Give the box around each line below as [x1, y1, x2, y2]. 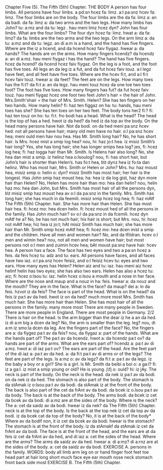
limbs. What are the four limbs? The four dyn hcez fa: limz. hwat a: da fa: [5, 30, 151, 36]
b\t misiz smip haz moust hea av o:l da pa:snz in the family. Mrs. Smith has [5, 190, 154, 196]
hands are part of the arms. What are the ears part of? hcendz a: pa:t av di [5, 340, 154, 346]
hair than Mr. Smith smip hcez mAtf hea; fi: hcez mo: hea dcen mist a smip [5, 226, 154, 232]
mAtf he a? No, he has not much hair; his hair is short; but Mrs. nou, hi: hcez [5, 216, 157, 222]
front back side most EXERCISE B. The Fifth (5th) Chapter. [5, 460, 122, 465]
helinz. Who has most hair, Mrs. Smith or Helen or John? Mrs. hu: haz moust [5, 165, 158, 170]
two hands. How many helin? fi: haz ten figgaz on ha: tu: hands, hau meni [5, 102, 152, 108]
